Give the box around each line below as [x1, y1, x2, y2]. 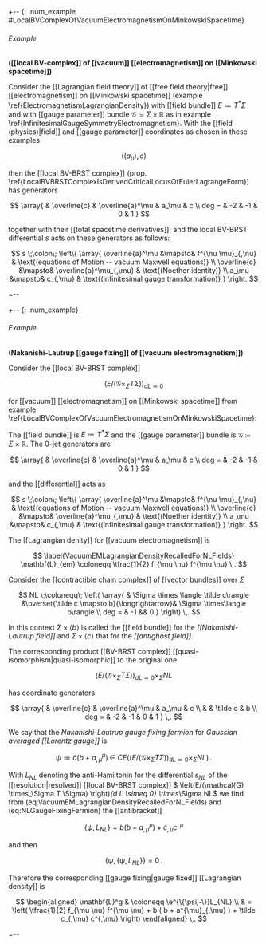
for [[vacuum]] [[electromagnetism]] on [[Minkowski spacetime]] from [8, 396, 237, 405]
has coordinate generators [8, 688, 96, 697]
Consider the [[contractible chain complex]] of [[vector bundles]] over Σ [8, 575, 245, 585]
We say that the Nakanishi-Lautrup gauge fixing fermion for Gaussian [8, 728, 237, 737]
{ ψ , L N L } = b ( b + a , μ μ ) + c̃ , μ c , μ [84, 821, 184, 834]
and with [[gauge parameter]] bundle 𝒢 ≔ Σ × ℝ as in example [8, 109, 212, 119]
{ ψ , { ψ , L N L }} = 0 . [104, 855, 163, 867]
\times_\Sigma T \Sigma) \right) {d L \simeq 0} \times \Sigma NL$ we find [8, 789, 244, 799]
